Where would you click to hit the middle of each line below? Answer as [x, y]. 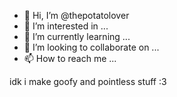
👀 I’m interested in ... [66, 26]
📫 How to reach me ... [70, 58]
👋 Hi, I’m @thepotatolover [76, 15]
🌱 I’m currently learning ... [77, 36]
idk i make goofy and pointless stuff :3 [88, 81]
